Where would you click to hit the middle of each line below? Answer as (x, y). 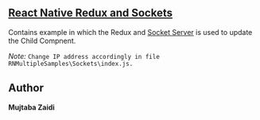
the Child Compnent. (42, 41)
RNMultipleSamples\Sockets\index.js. (71, 64)
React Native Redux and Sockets (91, 13)
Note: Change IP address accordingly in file (84, 56)
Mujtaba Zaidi (32, 107)
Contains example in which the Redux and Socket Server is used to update (130, 32)
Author (26, 88)
